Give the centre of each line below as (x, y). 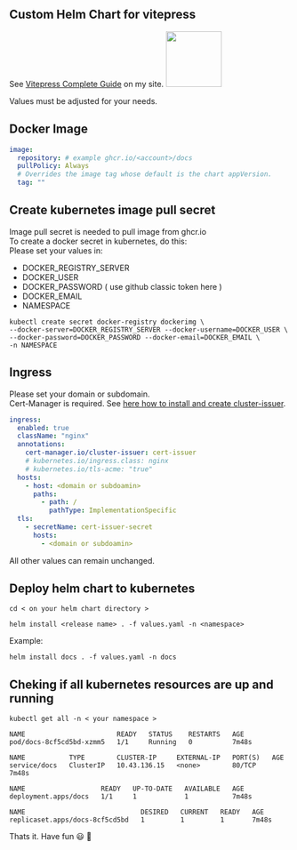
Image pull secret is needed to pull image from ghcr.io (108, 231)
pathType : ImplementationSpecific (112, 510)
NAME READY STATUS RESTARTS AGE (127, 734)
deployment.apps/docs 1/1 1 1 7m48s (131, 797)
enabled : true (43, 428)
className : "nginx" (53, 436)
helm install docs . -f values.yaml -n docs (93, 657)
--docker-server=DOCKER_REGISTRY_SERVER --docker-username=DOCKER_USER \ (149, 329)
